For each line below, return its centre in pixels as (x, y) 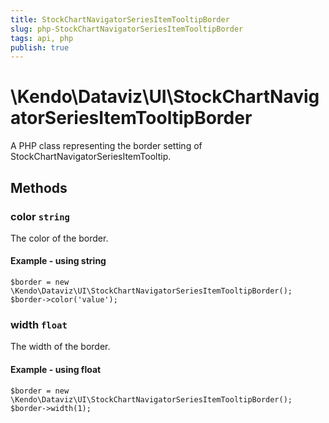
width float (39, 324)
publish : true (40, 47)
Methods (39, 187)
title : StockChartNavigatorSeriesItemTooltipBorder (120, 19)
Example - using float (56, 369)
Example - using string (58, 261)
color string (40, 216)
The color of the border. (59, 238)
